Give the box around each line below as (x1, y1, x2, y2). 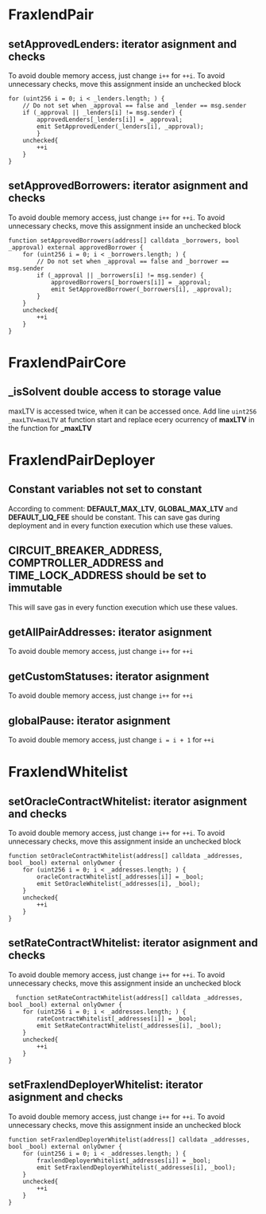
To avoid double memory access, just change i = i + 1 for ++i (8, 735, 215, 745)
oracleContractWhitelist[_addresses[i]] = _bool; (37, 873, 204, 881)
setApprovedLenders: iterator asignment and (8, 37, 237, 51)
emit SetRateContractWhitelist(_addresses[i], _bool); (37, 1021, 222, 1029)
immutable (8, 582, 63, 595)
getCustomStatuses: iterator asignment (8, 669, 210, 683)
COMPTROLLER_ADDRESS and (8, 556, 164, 570)
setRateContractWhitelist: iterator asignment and (8, 936, 258, 950)
